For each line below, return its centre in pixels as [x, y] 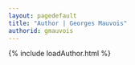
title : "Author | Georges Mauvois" [68, 23]
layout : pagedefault [43, 16]
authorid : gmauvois [41, 30]
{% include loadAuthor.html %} [59, 54]
